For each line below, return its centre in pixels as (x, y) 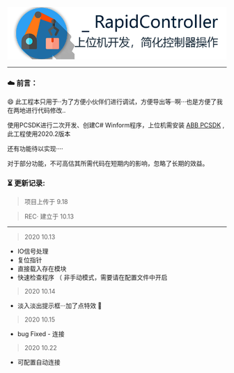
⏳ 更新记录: (26, 183)
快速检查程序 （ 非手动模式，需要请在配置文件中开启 (92, 278)
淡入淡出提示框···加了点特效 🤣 (60, 305)
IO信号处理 (33, 251)
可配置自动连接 (39, 363)
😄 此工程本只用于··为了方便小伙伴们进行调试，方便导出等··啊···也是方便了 (112, 102)
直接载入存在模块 (42, 269)
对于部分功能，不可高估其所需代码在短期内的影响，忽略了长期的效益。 (108, 163)
